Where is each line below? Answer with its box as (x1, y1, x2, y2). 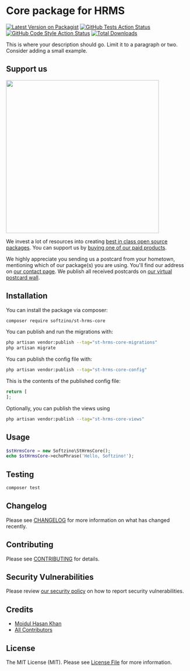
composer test (6, 485, 41, 491)
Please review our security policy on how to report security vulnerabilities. (6, 587, 184, 594)
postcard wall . (6, 274, 40, 281)
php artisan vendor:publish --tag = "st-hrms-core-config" (6, 367, 147, 373)
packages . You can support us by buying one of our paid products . (6, 244, 167, 251)
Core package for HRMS (6, 4, 125, 18)
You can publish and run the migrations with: (6, 328, 114, 335)
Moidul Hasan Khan (14, 620, 62, 627)
